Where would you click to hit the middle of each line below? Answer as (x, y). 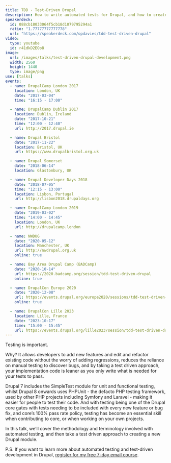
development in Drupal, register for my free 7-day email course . (72, 455)
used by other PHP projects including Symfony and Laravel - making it (79, 397)
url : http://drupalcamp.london (48, 227)
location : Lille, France (41, 316)
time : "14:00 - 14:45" (38, 217)
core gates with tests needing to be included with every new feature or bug (84, 408)
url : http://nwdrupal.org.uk (45, 251)
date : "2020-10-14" (35, 269)
